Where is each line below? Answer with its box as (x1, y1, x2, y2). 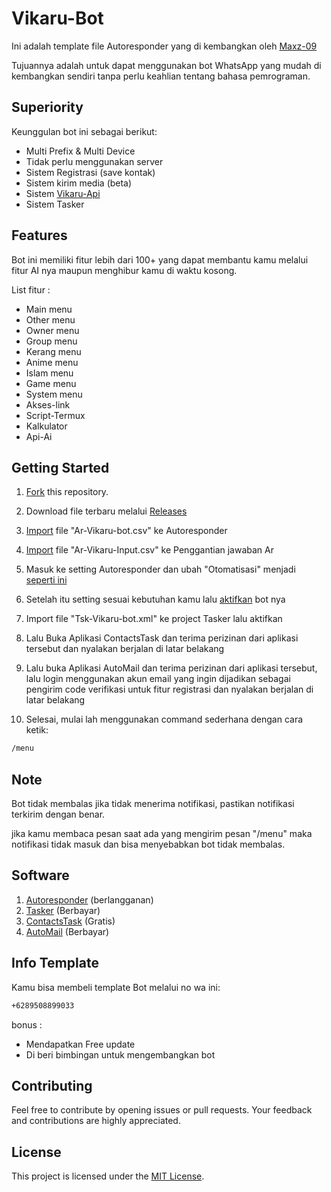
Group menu (25, 335, 78, 347)
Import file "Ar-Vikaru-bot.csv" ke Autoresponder (25, 525, 228, 537)
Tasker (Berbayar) (25, 904, 101, 916)
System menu (25, 388, 83, 400)
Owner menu (25, 324, 80, 336)
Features (11, 227, 68, 244)
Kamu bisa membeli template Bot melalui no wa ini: (11, 981, 221, 993)
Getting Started (11, 459, 110, 476)
